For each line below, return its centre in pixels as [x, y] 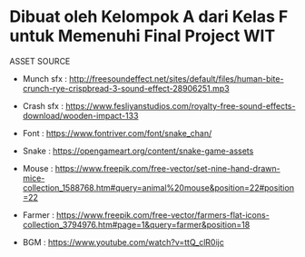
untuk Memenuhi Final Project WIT [143, 36]
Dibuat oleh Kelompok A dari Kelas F [149, 17]
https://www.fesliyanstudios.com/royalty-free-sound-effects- [180, 105]
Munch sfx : [45, 78]
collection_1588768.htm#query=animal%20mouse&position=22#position [158, 187]
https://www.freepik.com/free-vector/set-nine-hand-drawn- [167, 168]
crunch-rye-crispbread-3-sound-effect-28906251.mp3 [126, 88]
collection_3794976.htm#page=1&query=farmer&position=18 [136, 224]
